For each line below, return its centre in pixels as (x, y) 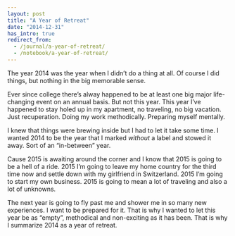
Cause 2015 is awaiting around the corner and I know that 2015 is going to (115, 159)
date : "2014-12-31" (36, 27)
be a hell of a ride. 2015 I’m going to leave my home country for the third (112, 166)
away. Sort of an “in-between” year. (59, 145)
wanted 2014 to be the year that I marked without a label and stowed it (109, 137)
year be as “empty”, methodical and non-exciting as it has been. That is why (118, 217)
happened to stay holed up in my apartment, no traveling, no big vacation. (114, 109)
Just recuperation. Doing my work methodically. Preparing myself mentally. (116, 116)
